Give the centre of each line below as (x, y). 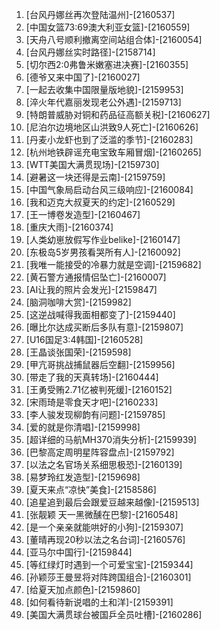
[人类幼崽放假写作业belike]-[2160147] (103, 239)
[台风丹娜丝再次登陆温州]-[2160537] (100, 14)
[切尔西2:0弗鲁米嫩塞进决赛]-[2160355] (107, 64)
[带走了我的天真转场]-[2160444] (92, 377)
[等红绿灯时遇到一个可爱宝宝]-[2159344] (109, 564)
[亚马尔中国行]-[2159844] (79, 552)
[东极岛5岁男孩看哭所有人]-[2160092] (103, 252)
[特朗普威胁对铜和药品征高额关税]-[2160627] (118, 114)
